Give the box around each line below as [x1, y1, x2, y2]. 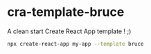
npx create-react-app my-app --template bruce [7, 40, 144, 47]
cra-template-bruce [7, 4, 125, 20]
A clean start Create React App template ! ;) [7, 27, 132, 35]
